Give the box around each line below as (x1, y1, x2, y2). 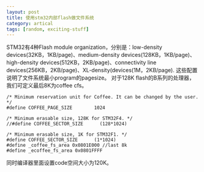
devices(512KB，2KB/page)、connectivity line (39, 59, 157, 66)
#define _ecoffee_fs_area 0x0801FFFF (6, 148, 103, 154)
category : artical (6, 20, 53, 26)
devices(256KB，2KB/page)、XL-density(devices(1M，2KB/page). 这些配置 (6, 67, 198, 74)
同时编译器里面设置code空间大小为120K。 (6, 159, 112, 166)
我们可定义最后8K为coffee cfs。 (6, 82, 88, 89)
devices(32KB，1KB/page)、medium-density (6, 51, 120, 59)
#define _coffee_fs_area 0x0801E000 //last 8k (6, 142, 127, 149)
